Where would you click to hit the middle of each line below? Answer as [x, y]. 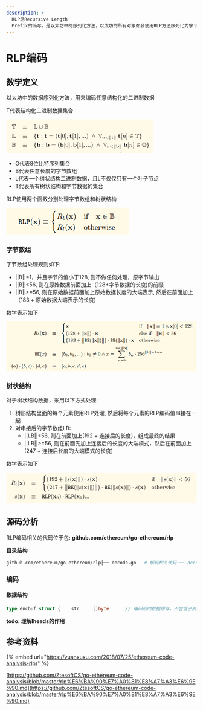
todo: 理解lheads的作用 [36, 621]
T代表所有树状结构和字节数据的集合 [59, 186]
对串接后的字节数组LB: [43, 428]
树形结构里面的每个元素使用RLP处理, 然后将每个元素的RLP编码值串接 [100, 413]
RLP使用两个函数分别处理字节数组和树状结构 [61, 199]
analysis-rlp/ [22, 663]
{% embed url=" [27, 657]
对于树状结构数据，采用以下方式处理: [52, 400]
